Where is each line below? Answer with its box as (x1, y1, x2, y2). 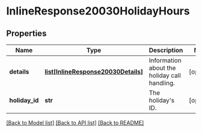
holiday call (148, 71, 182, 80)
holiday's (148, 96, 175, 104)
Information (148, 56, 182, 64)
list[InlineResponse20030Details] (44, 68, 143, 76)
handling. (148, 79, 176, 87)
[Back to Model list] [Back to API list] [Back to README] (6, 119, 144, 126)
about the (148, 64, 176, 72)
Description (148, 46, 183, 54)
